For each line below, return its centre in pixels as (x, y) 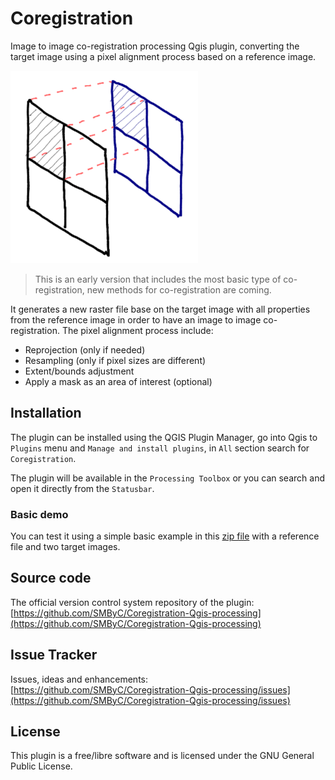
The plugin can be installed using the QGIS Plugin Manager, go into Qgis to (164, 437)
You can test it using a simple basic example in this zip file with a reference (165, 536)
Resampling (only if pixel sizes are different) (115, 360)
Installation (46, 413)
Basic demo (39, 514)
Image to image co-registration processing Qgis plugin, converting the (155, 46)
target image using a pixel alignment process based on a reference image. (163, 56)
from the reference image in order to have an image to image (136, 319)
